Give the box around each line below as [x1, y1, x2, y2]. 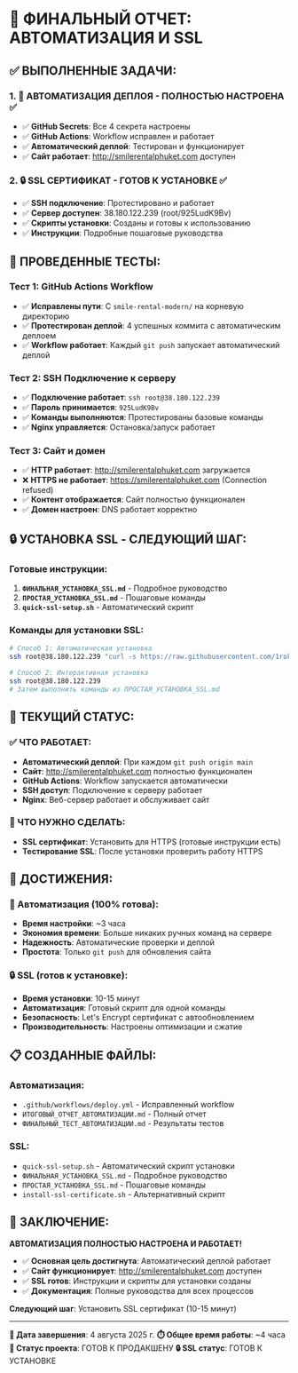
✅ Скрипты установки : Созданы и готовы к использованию [21, 218, 251, 228]
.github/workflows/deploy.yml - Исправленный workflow [21, 1099, 235, 1110]
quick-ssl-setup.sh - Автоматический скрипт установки [21, 1160, 235, 1171]
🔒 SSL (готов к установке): [9, 969, 129, 981]
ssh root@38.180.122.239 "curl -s [9, 653, 137, 662]
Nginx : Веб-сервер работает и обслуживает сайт [21, 794, 210, 805]
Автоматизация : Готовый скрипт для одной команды [21, 1002, 226, 1012]
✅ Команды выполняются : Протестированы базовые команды [21, 412, 264, 423]
